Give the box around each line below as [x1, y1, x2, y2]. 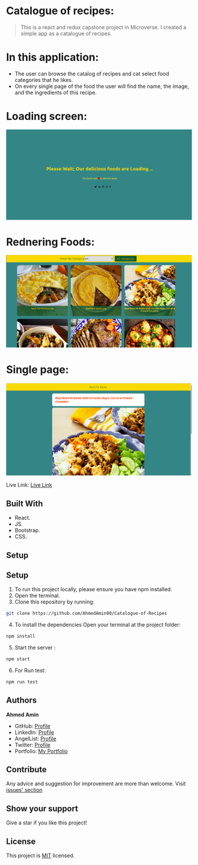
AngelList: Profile [14, 735, 57, 742]
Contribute [6, 765, 47, 775]
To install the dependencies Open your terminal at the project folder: [14, 621, 181, 628]
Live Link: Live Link [6, 481, 52, 489]
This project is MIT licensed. [6, 852, 75, 859]
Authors [6, 695, 37, 706]
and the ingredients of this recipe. [14, 89, 97, 96]
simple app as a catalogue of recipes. [20, 30, 112, 37]
